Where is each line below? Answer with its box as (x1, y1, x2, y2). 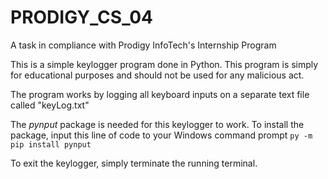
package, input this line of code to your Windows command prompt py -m (10, 129, 313, 141)
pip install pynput (10, 139, 92, 150)
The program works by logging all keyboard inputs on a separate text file (10, 88, 310, 100)
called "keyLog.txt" (10, 99, 90, 111)
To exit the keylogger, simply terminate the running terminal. (10, 157, 258, 169)
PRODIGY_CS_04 (10, 6, 154, 29)
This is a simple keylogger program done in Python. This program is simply (10, 58, 319, 70)
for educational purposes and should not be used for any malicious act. (10, 69, 305, 81)
